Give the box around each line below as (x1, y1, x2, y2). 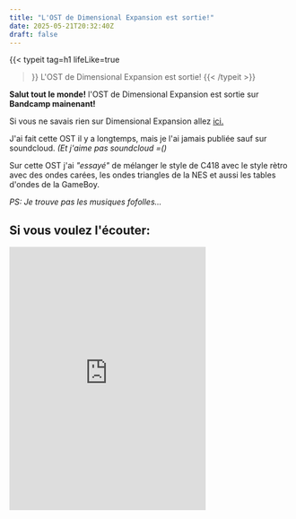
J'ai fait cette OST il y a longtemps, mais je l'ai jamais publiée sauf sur (9, 134, 267, 144)
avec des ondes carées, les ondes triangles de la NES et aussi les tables (9, 169, 276, 180)
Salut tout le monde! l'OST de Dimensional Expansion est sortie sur (9, 89, 259, 99)
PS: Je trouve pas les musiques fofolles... (9, 196, 162, 207)
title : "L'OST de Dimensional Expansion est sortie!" (9, 13, 215, 22)
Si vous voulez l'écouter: (9, 222, 151, 238)
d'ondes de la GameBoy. (9, 179, 100, 190)
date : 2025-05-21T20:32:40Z (9, 22, 115, 30)
